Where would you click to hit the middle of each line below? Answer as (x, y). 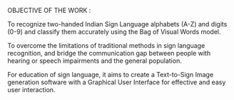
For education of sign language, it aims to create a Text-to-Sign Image (111, 75)
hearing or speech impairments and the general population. (95, 61)
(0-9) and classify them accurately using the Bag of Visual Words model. (114, 32)
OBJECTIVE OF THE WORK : (49, 10)
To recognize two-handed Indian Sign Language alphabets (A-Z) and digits (117, 24)
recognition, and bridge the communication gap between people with (109, 53)
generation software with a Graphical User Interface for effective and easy (117, 82)
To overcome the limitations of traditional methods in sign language (106, 45)
